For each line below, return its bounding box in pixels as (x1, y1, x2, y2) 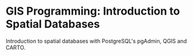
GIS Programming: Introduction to (5, 4, 180, 18)
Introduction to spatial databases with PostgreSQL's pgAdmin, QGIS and (5, 37, 187, 44)
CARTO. (5, 44, 26, 51)
